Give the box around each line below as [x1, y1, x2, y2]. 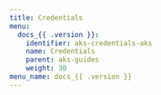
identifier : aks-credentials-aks [25, 38, 153, 48]
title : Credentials [9, 13, 84, 23]
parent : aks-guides [25, 55, 100, 64]
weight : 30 [25, 64, 67, 73]
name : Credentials [25, 47, 96, 56]
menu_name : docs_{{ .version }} [9, 72, 132, 81]
